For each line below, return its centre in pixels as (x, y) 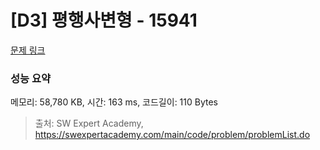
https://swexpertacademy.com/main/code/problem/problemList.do (172, 135)
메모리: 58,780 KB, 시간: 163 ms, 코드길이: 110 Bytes (114, 102)
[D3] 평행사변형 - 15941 (104, 20)
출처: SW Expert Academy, (89, 123)
